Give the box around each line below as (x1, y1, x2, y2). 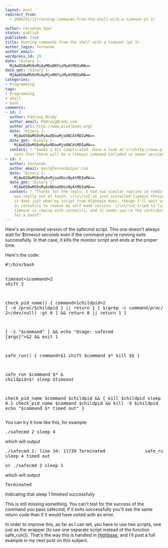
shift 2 (5, 281, 24, 287)
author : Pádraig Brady (9, 115, 57, 120)
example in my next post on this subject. (5, 537, 88, 543)
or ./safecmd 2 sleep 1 (5, 463, 63, 469)
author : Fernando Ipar (5, 26, 52, 31)
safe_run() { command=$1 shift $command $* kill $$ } (5, 353, 140, 359)
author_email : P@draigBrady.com (9, 119, 77, 124)
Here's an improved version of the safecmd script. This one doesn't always (5, 227, 160, 233)
